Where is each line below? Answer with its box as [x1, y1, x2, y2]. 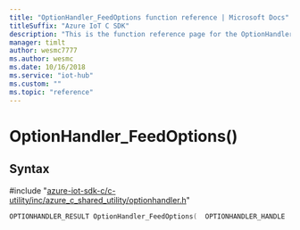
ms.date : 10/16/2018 [9, 63, 87, 72]
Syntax [9, 161, 50, 177]
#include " [9, 185, 47, 196]
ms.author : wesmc [9, 54, 74, 63]
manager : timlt [9, 37, 66, 47]
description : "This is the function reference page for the [9, 29, 238, 38]
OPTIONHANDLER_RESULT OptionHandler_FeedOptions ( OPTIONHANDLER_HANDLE [9, 211, 286, 221]
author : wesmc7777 [9, 46, 78, 55]
